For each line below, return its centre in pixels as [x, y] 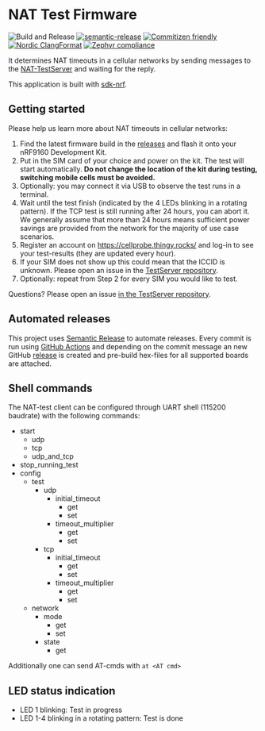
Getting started [47, 109]
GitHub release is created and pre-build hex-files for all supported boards [128, 355]
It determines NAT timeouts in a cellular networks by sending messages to [130, 60]
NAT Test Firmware [73, 15]
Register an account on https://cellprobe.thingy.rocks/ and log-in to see [136, 244]
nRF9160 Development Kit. [63, 152]
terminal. [34, 194]
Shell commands [50, 388]
